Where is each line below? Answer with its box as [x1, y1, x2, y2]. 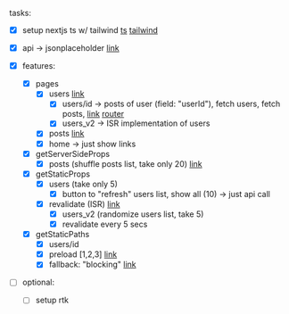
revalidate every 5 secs [62, 219, 148, 229]
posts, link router [62, 109, 125, 120]
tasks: [9, 8, 32, 18]
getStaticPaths [35, 229, 90, 240]
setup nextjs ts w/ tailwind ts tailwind [21, 25, 159, 35]
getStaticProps [35, 169, 91, 179]
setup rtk [35, 294, 70, 306]
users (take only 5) [48, 178, 119, 189]
